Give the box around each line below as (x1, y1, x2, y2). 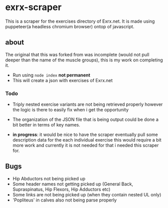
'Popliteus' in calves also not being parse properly (12, 197, 117, 203)
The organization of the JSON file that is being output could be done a (12, 116, 159, 122)
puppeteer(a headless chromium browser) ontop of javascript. (5, 23, 135, 29)
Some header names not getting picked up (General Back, (12, 181, 134, 187)
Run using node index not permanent (12, 72, 91, 78)
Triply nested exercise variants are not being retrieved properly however (12, 101, 163, 107)
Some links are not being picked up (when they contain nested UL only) (12, 191, 161, 197)
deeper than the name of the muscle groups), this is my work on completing (5, 57, 163, 63)
